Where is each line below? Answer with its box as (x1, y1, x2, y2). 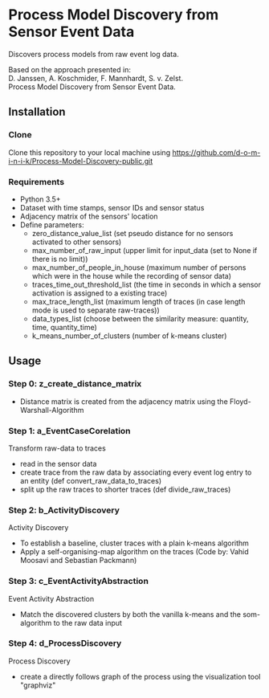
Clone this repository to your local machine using (8, 147, 171, 157)
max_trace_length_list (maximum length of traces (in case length (31, 296, 246, 306)
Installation (8, 105, 66, 119)
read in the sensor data (19, 459, 97, 468)
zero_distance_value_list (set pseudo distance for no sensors (31, 228, 234, 238)
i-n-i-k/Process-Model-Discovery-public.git (8, 156, 153, 165)
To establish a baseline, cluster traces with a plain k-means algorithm (19, 538, 249, 548)
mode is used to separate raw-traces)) (31, 305, 161, 315)
